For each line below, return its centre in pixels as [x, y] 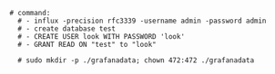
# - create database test [67, 29]
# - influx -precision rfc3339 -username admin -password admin [142, 21]
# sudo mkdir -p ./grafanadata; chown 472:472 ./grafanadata [136, 60]
